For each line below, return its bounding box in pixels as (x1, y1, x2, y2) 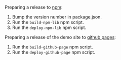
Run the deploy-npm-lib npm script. (12, 24, 87, 30)
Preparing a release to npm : (5, 4, 63, 10)
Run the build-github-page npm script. (12, 44, 93, 49)
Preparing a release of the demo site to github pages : (5, 34, 116, 40)
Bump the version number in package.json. (12, 14, 102, 19)
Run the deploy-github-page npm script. (12, 49, 96, 55)
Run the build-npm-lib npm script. (12, 19, 84, 25)
